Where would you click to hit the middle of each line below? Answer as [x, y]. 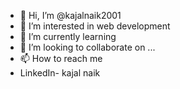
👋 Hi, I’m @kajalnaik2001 [70, 15]
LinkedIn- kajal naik [60, 73]
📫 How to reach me [61, 58]
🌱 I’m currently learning [68, 36]
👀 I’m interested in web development [95, 26]
